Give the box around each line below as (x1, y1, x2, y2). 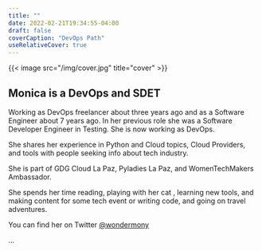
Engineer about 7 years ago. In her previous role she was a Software (8, 116, 233, 125)
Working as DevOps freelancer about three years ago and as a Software (8, 107, 244, 116)
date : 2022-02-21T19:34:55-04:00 (8, 19, 119, 27)
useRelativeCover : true (8, 41, 88, 49)
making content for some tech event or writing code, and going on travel (8, 196, 246, 206)
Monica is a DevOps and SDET (8, 86, 161, 100)
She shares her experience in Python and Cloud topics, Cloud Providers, (8, 139, 245, 149)
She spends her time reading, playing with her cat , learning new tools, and (8, 187, 254, 197)
